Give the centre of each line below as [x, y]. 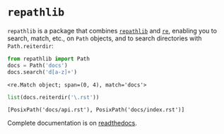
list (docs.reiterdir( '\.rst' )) [53, 97]
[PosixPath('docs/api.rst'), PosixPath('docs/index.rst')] [96, 110]
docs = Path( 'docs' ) [38, 65]
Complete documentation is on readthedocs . [72, 123]
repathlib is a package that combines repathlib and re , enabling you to [112, 30]
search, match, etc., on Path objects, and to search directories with [105, 38]
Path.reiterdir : [31, 45]
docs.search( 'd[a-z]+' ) [42, 72]
